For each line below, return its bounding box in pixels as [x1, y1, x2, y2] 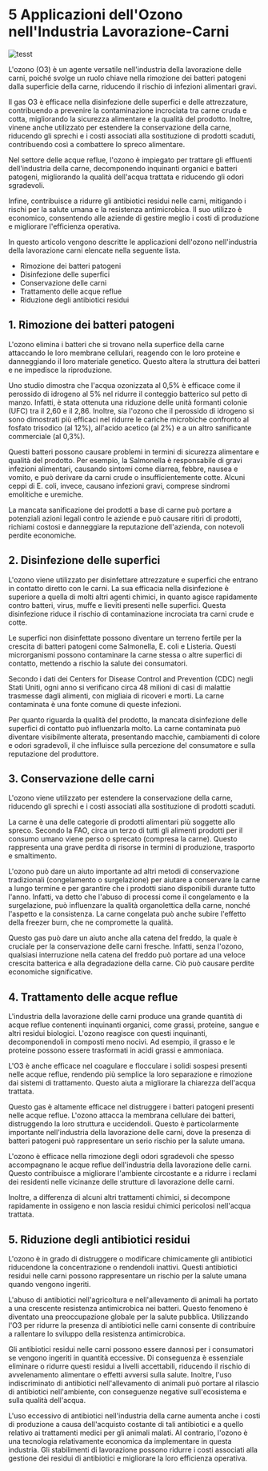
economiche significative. [8, 967, 94, 977]
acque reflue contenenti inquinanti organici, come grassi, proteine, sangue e [8, 1020, 260, 1029]
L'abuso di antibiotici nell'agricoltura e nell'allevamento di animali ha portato [8, 1295, 258, 1305]
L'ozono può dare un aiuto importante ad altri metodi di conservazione [8, 866, 240, 877]
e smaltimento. [8, 851, 58, 861]
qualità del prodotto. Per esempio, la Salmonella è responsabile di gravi [8, 455, 242, 465]
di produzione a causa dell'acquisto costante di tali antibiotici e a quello [8, 1420, 244, 1429]
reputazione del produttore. [8, 749, 99, 758]
